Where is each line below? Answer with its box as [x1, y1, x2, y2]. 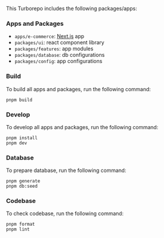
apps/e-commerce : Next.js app [14, 33, 85, 40]
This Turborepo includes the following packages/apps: [6, 5, 137, 12]
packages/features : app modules [14, 45, 93, 52]
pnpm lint [6, 226, 30, 233]
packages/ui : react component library [14, 39, 104, 46]
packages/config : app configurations [14, 58, 103, 65]
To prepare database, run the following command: [6, 167, 127, 174]
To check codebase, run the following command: [6, 210, 124, 217]
